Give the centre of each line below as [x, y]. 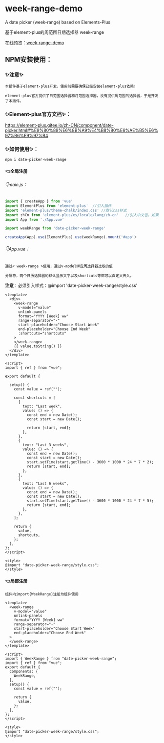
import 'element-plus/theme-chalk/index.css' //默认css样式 [66, 210]
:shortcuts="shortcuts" [42, 333]
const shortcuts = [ [35, 398]
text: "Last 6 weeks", [46, 484]
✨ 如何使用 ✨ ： [22, 149]
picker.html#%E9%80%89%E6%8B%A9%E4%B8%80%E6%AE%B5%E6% [82, 130]
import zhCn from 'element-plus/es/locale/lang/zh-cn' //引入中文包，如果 [82, 215]
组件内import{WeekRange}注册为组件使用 [42, 594]
